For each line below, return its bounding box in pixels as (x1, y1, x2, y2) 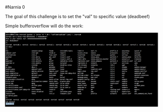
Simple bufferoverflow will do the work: (5, 23, 83, 29)
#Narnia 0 (5, 4, 25, 10)
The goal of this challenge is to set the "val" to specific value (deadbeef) (5, 14, 150, 19)
